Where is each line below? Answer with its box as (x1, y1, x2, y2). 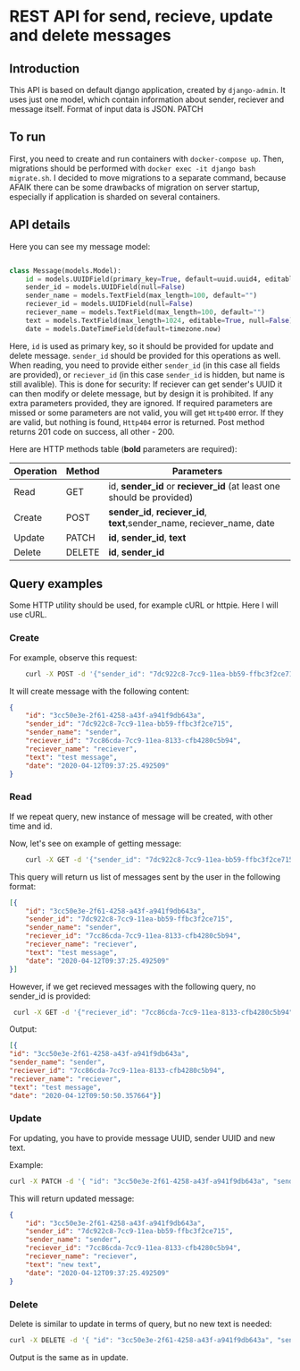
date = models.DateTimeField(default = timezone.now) (25, 324, 221, 333)
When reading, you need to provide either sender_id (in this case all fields (9, 360, 280, 370)
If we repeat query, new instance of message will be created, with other (9, 811, 274, 822)
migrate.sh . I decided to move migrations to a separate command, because (9, 172, 287, 183)
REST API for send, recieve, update (9, 6, 274, 27)
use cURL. (9, 609, 47, 620)
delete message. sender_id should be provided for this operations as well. (9, 350, 281, 361)
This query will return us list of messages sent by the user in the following (9, 871, 281, 882)
